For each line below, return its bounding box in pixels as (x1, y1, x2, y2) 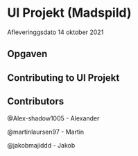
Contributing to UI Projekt (7, 72, 120, 84)
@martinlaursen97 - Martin (7, 127, 85, 136)
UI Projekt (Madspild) (7, 5, 132, 21)
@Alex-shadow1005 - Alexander (7, 114, 100, 123)
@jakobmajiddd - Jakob (7, 141, 76, 149)
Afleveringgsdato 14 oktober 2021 (7, 28, 104, 36)
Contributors (7, 95, 64, 107)
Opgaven (7, 48, 48, 60)
